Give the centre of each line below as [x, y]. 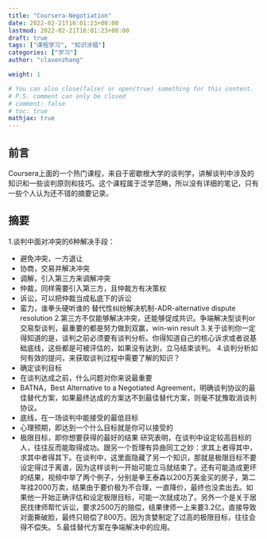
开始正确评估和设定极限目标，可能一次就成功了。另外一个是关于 [145, 497]
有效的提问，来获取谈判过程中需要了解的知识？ [103, 357]
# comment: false [37, 104]
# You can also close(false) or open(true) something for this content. [131, 88]
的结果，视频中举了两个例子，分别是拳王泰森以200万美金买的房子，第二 [137, 477]
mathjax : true [32, 119]
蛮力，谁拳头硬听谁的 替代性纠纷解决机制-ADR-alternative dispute [128, 308]
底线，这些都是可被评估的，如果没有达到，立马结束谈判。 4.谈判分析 [139, 348]
